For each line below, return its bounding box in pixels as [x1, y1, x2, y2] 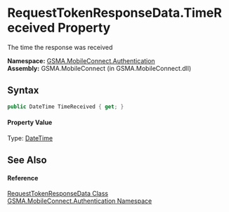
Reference [7, 173, 39, 182]
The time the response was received [7, 43, 113, 51]
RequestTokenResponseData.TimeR [7, 5, 223, 21]
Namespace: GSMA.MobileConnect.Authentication [7, 56, 156, 65]
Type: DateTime [7, 133, 53, 142]
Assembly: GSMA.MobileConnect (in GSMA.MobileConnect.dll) [7, 64, 192, 72]
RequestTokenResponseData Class [7, 190, 109, 198]
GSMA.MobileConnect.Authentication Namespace [7, 197, 152, 205]
